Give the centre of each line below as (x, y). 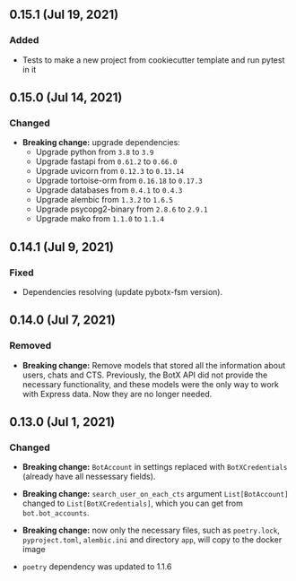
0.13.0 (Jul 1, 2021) (62, 422)
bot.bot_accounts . (56, 513)
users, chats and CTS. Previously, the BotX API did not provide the (145, 375)
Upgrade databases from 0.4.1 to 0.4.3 (109, 190)
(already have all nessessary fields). (89, 477)
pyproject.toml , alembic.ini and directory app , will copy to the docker (152, 540)
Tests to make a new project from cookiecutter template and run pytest (153, 60)
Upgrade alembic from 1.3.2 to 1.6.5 (104, 200)
